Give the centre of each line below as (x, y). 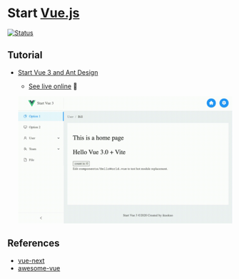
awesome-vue (39, 268)
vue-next (31, 260)
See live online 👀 (53, 86)
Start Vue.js (44, 13)
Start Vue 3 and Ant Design (58, 72)
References (34, 243)
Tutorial (25, 55)
